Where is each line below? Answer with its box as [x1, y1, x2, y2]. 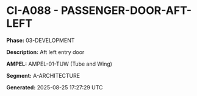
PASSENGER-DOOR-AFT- [60, 4, 192, 18]
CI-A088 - [6, 4, 59, 18]
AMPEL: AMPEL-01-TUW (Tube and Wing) [6, 60, 113, 67]
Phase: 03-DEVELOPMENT [6, 36, 75, 44]
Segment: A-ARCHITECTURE [6, 72, 81, 79]
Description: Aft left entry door [6, 48, 85, 55]
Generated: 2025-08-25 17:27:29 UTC [6, 83, 103, 91]
